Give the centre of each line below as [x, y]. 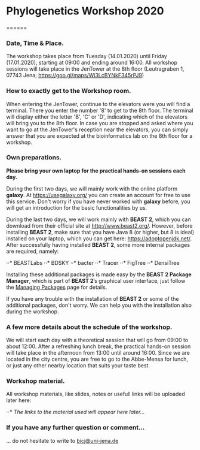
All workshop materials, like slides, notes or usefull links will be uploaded [96, 394]
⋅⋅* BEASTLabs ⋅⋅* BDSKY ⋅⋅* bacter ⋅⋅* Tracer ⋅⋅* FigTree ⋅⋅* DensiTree [93, 262]
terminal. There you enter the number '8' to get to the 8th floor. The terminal [100, 110]
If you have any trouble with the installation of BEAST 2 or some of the [93, 298]
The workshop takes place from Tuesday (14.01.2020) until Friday [87, 56]
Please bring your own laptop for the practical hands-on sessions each [96, 170]
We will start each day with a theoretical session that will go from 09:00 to [97, 340]
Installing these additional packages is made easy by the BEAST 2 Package [99, 274]
